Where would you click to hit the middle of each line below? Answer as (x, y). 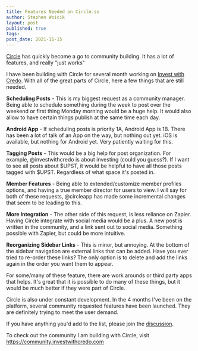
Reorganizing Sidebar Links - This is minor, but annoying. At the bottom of (98, 245)
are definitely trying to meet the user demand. (62, 312)
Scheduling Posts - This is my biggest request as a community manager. (96, 98)
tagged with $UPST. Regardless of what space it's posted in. (81, 172)
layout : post (22, 23)
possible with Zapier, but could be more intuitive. (66, 233)
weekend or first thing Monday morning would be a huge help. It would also (99, 111)
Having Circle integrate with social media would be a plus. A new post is (94, 220)
